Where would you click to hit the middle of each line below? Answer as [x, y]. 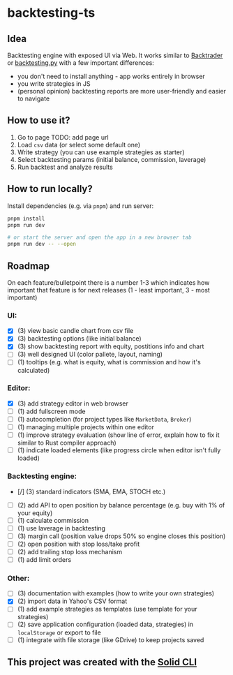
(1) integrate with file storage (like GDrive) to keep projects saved [111, 639]
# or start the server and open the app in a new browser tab [99, 238]
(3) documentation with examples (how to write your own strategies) [116, 593]
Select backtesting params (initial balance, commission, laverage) [112, 159]
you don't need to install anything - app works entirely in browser [111, 76]
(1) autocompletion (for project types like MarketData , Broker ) [104, 419]
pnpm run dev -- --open [42, 244]
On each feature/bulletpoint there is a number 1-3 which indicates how [108, 282]
